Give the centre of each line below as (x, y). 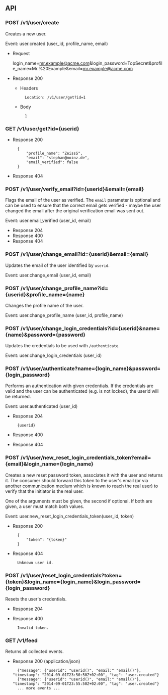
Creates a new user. (26, 34)
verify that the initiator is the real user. (45, 491)
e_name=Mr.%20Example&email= (48, 68)
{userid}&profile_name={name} (45, 294)
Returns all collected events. (34, 652)
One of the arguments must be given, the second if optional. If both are (79, 501)
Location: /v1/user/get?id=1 (55, 97)
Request (21, 53)
